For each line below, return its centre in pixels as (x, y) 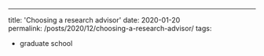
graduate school (46, 43)
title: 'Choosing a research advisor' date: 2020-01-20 (94, 20)
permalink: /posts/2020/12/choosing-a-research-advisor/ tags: (110, 28)
